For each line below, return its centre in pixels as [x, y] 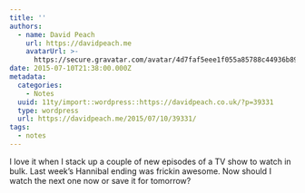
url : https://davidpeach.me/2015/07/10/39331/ [107, 119]
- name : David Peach [56, 34]
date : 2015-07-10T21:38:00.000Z [70, 69]
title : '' [28, 18]
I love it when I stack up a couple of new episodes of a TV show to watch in [151, 161]
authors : [26, 26]
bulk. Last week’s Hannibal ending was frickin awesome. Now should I [141, 171]
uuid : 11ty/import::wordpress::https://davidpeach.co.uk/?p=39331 [146, 102]
